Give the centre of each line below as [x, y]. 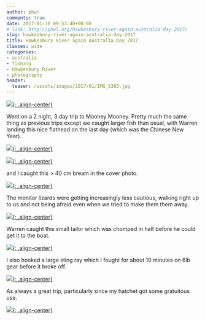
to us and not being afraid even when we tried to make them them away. [98, 204]
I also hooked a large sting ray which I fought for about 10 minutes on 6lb [99, 260]
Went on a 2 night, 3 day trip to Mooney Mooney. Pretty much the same [97, 116]
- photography [25, 75]
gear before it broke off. [36, 267]
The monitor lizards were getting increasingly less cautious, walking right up [103, 198]
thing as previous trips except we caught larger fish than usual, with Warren [102, 123]
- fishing [19, 63]
